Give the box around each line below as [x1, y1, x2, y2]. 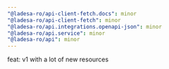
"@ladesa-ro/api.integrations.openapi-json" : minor [7, 23, 162, 30]
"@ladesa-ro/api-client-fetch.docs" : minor [7, 10, 137, 17]
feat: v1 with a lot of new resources [7, 55, 109, 63]
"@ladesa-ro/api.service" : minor [7, 29, 106, 37]
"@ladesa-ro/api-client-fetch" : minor [7, 17, 121, 24]
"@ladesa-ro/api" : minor [7, 36, 80, 43]
